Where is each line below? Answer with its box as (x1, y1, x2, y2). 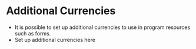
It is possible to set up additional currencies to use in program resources (14, 24, 191, 31)
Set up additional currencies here (14, 36, 96, 43)
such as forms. (14, 30, 51, 37)
